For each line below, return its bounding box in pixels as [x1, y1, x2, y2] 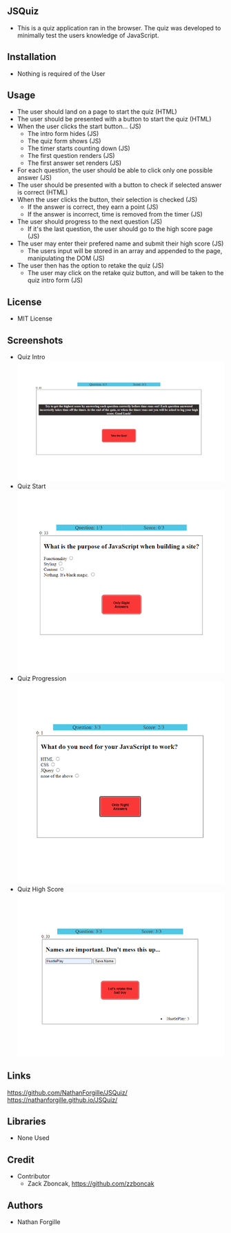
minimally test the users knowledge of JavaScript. [17, 31, 159, 39]
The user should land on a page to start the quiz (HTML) [17, 108, 177, 116]
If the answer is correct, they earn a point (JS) [27, 203, 159, 211]
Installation [7, 51, 57, 63]
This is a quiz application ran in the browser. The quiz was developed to [17, 23, 221, 32]
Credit [7, 1154, 34, 1165]
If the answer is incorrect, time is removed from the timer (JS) [27, 210, 203, 219]
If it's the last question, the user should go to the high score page [27, 225, 213, 233]
